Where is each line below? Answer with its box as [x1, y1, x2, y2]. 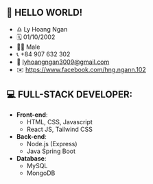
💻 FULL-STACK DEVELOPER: [6, 89, 133, 100]
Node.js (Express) [26, 139, 78, 148]
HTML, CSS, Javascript [26, 117, 93, 126]
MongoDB [26, 169, 56, 177]
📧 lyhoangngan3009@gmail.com [16, 58, 110, 66]
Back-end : [16, 132, 47, 141]
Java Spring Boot [26, 147, 76, 155]
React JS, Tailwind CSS [26, 125, 93, 133]
